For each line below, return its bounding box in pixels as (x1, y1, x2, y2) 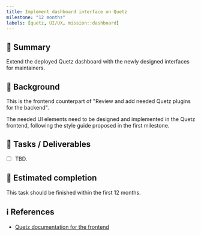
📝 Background (6, 81, 60, 92)
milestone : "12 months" (6, 14, 66, 20)
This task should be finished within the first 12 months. (6, 189, 141, 196)
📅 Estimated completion (6, 173, 97, 183)
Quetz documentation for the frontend (14, 223, 109, 231)
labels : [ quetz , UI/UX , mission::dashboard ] (6, 20, 119, 26)
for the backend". (6, 104, 49, 111)
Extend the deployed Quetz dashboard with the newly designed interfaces (6, 58, 190, 65)
